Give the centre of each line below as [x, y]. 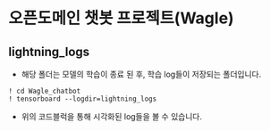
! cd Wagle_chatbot [45, 91]
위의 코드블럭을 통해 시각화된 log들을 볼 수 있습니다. [112, 116]
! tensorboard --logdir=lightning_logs [83, 99]
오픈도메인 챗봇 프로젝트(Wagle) [121, 18]
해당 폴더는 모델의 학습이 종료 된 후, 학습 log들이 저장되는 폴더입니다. [141, 74]
